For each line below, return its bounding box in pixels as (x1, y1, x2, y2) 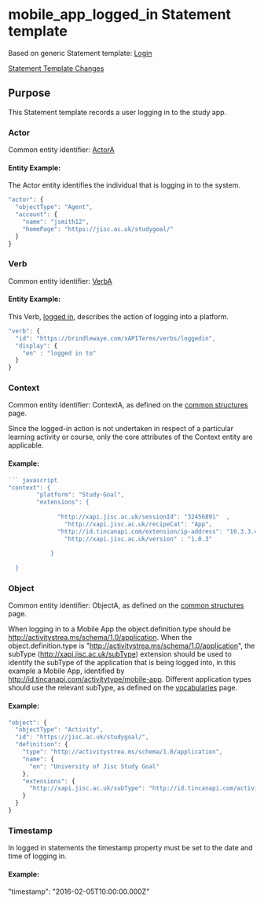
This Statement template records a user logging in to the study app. (8, 107, 227, 117)
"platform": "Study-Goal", (36, 491, 125, 499)
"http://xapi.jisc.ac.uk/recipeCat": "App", (64, 520, 213, 528)
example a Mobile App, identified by (8, 666, 125, 675)
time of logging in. (8, 851, 67, 861)
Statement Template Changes (8, 63, 104, 73)
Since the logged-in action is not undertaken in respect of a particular (8, 424, 234, 433)
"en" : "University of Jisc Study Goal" (28, 762, 159, 770)
